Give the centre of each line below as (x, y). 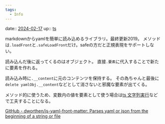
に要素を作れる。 (23, 68)
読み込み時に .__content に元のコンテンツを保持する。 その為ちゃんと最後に (82, 78)
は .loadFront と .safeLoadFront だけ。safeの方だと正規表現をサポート (75, 44)
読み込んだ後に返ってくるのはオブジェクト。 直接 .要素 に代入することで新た (82, 61)
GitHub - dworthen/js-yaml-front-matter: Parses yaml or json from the (77, 111)
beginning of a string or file (33, 116)
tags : (11, 10)
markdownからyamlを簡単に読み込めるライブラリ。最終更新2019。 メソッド (83, 39)
